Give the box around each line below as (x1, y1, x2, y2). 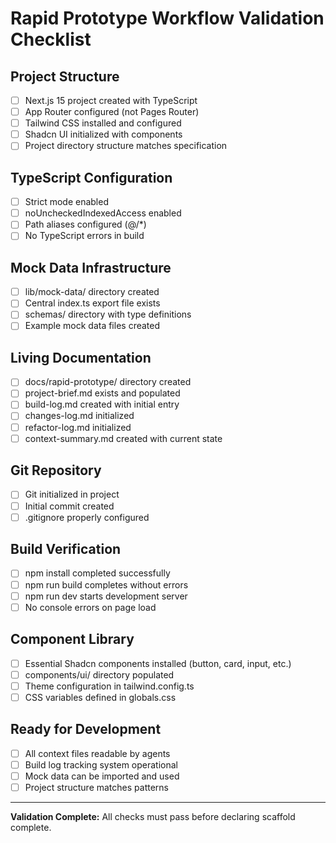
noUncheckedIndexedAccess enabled (24, 207, 182, 219)
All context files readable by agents (24, 747, 171, 759)
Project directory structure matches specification (24, 140, 228, 152)
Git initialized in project (24, 488, 120, 501)
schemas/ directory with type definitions (24, 308, 192, 321)
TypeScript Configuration (10, 169, 173, 186)
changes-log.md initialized (24, 410, 135, 422)
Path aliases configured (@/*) (24, 218, 147, 231)
